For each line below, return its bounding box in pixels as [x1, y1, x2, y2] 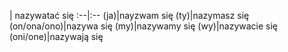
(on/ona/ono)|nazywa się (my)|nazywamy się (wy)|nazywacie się [9, 20, 279, 32]
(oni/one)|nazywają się [9, 31, 104, 42]
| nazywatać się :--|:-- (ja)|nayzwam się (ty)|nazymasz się [9, 10, 250, 21]
